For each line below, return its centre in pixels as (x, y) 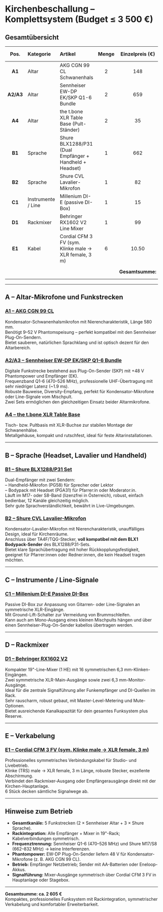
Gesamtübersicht (32, 37)
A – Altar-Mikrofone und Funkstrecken (64, 297)
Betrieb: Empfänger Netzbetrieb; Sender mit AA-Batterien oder (75, 864)
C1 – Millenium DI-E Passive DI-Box (47, 594)
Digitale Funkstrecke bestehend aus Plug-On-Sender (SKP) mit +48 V (75, 371)
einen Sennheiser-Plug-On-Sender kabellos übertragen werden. (69, 625)
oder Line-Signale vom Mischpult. (39, 397)
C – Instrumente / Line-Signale (52, 580)
